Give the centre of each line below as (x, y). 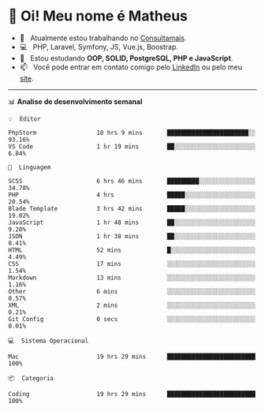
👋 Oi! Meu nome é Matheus (98, 16)
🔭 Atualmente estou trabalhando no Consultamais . (103, 38)
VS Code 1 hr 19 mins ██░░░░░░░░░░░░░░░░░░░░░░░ (132, 146)
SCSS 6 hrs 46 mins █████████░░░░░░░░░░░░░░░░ (132, 181)
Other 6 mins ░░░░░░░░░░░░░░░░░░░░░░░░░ (132, 291)
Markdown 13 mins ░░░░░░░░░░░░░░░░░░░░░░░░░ (132, 278)
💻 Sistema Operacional (49, 341)
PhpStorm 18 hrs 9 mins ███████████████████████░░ (132, 133)
